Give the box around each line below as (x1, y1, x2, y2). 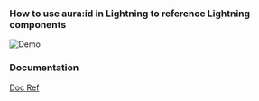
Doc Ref (9, 82, 40, 93)
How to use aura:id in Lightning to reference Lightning (9, 7, 251, 20)
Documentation (9, 61, 79, 74)
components (9, 18, 67, 31)
